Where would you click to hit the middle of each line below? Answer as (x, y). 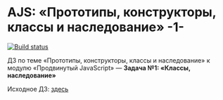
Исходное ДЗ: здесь (38, 89)
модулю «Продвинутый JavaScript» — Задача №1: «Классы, (99, 68)
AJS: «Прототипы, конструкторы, (112, 12)
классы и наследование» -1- (96, 27)
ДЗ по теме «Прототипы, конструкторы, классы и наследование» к (109, 60)
